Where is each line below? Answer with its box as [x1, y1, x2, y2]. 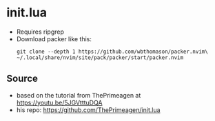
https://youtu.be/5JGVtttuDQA [16, 98, 103, 107]
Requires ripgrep [16, 27, 65, 36]
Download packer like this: [16, 34, 92, 43]
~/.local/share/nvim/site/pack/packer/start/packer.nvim [16, 54, 184, 61]
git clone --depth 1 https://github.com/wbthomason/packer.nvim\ [16, 48, 208, 55]
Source [6, 73, 39, 85]
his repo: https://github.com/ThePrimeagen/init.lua [16, 105, 161, 114]
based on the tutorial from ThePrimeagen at [16, 91, 141, 99]
